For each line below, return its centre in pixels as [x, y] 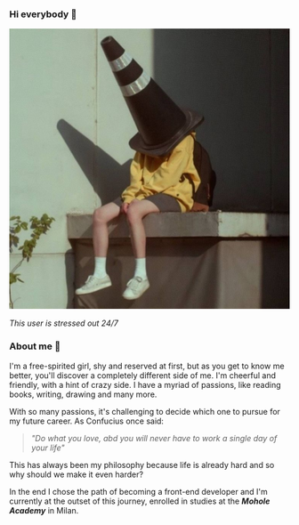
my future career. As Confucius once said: [87, 421]
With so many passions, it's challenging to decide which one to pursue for [145, 411]
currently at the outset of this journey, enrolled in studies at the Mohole [140, 501]
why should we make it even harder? [77, 474]
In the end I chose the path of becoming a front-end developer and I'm [139, 491]
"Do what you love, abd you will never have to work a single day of [154, 438]
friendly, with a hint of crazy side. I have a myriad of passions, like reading [145, 384]
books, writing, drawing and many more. [83, 394]
